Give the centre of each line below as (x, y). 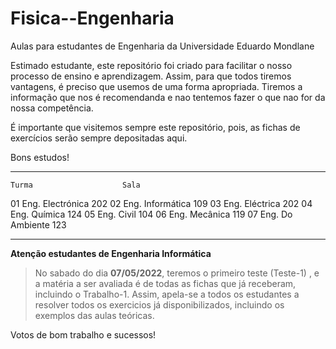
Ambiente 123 (38, 224)
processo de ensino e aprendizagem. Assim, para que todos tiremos (151, 76)
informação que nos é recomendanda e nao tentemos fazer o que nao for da (168, 97)
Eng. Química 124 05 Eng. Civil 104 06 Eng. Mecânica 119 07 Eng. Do (151, 214)
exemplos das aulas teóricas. (94, 315)
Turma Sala (75, 185)
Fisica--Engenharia (92, 18)
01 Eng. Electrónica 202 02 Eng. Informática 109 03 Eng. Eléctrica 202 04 (161, 203)
